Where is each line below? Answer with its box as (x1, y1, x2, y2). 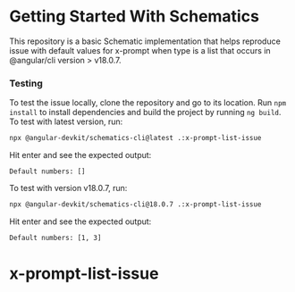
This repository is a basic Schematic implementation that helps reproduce (9, 36, 282, 46)
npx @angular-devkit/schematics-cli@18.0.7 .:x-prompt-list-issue (9, 200, 262, 209)
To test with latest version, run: (9, 116, 123, 127)
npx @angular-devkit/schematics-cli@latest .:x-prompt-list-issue (9, 134, 262, 143)
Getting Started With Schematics (9, 6, 259, 27)
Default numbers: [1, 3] (9, 233, 102, 242)
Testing (9, 77, 43, 89)
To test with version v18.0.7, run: (9, 183, 128, 194)
